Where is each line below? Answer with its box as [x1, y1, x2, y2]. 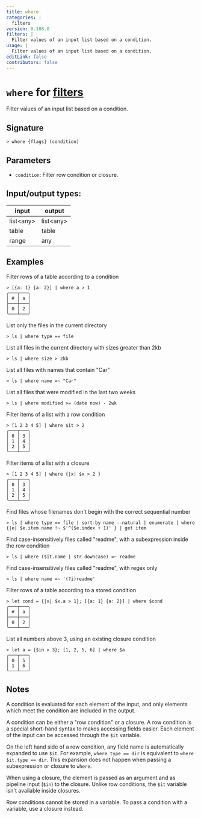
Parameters [6, 155, 51, 165]
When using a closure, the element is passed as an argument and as [6, 774, 176, 781]
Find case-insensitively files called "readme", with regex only [6, 564, 158, 571]
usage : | [6, 43, 28, 49]
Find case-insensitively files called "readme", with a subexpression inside [6, 535, 188, 543]
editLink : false [6, 54, 47, 60]
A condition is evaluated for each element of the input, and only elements [6, 700, 188, 708]
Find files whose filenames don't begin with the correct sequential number [6, 508, 191, 515]
